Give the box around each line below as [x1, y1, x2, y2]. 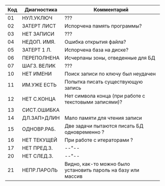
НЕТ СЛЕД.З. [22, 153, 54, 159]
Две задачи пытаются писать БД [64, 123, 144, 129]
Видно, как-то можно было [64, 160, 130, 167]
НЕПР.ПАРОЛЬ [22, 167, 58, 173]
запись [64, 84, 82, 91]
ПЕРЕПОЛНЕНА [22, 54, 60, 61]
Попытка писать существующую [64, 79, 143, 85]
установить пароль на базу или [64, 167, 139, 173]
